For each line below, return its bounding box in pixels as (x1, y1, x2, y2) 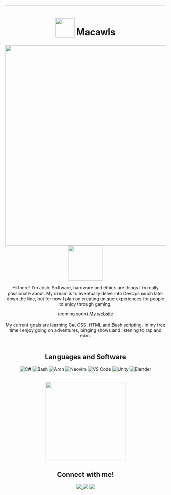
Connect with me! (56, 470, 115, 479)
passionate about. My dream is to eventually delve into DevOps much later (7, 290, 164, 296)
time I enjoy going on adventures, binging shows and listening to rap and (9, 327, 162, 333)
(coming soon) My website (58, 311, 113, 317)
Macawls (76, 26, 116, 38)
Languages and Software (45, 353, 126, 361)
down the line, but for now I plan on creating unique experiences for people (7, 296, 164, 302)
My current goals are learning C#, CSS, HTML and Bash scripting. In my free (5, 322, 166, 328)
